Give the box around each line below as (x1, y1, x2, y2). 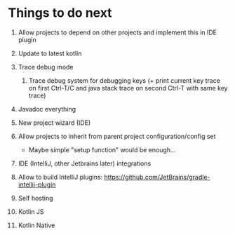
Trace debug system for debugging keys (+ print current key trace (28, 76, 220, 85)
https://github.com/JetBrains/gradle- (104, 173, 210, 181)
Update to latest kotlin (18, 49, 82, 58)
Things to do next (8, 5, 112, 21)
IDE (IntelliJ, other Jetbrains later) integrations (18, 159, 152, 168)
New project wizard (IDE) (18, 118, 91, 127)
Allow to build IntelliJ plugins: (18, 173, 103, 181)
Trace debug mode (18, 62, 74, 71)
